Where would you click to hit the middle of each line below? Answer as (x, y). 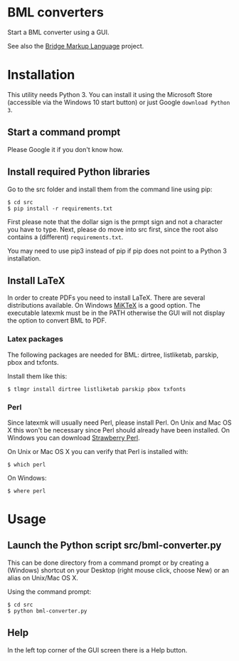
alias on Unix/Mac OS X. (43, 577)
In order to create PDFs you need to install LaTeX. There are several (106, 298)
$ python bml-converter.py (47, 611)
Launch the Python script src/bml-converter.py (115, 546)
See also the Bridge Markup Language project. (76, 46)
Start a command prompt (64, 132)
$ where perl (27, 491)
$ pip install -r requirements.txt (60, 208)
